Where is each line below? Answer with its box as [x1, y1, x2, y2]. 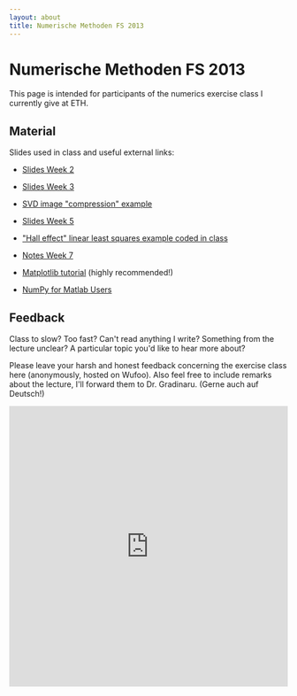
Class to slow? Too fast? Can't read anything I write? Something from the [9, 334, 275, 344]
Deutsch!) [9, 389, 45, 399]
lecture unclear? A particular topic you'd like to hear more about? [9, 343, 246, 354]
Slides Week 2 [21, 165, 75, 175]
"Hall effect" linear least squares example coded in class [21, 233, 228, 244]
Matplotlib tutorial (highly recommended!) [21, 267, 174, 278]
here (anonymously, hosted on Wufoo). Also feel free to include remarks [9, 369, 272, 381]
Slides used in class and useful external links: [9, 147, 175, 158]
